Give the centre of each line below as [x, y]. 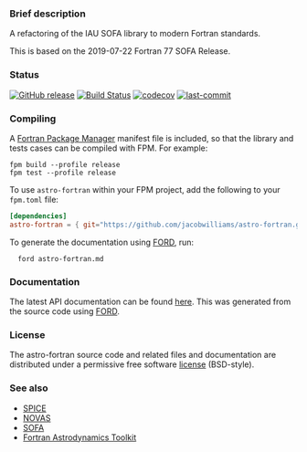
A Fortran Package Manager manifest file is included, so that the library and [152, 138]
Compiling [33, 119]
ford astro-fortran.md [61, 258]
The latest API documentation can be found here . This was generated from [150, 301]
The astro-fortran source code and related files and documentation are [143, 355]
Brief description [48, 14]
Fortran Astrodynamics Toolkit [79, 437]
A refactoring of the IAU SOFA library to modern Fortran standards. [135, 34]
